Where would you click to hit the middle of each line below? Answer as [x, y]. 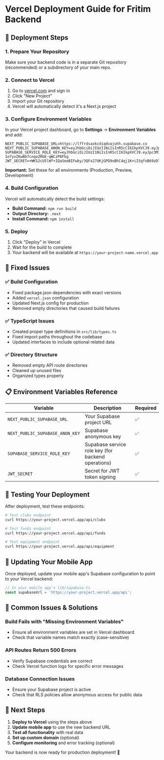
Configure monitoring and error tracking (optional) [63, 743]
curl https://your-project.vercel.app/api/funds [55, 533]
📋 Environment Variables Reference [61, 392]
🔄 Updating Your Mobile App [49, 562]
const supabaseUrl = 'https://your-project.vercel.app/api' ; [69, 592]
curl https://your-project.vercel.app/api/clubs [55, 520]
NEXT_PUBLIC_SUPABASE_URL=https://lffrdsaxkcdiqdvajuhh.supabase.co [76, 144]
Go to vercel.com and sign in [41, 91]
